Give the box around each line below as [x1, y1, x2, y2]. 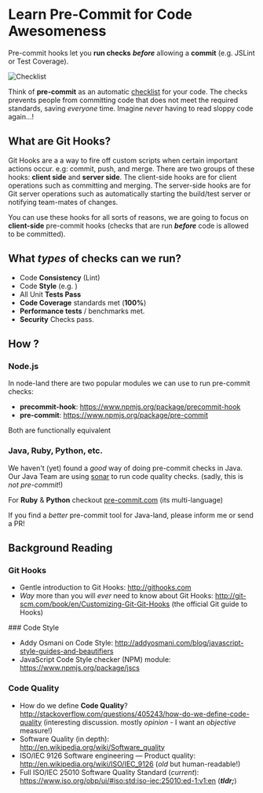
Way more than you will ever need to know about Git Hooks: [19, 591, 214, 601]
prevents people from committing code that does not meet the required [8, 95, 239, 104]
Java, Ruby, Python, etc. [8, 445, 104, 456]
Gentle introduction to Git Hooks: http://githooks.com [19, 583, 192, 592]
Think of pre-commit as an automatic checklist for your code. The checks [8, 86, 248, 96]
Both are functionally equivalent [8, 426, 111, 435]
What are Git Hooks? [8, 135, 111, 148]
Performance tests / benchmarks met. [19, 306, 145, 316]
